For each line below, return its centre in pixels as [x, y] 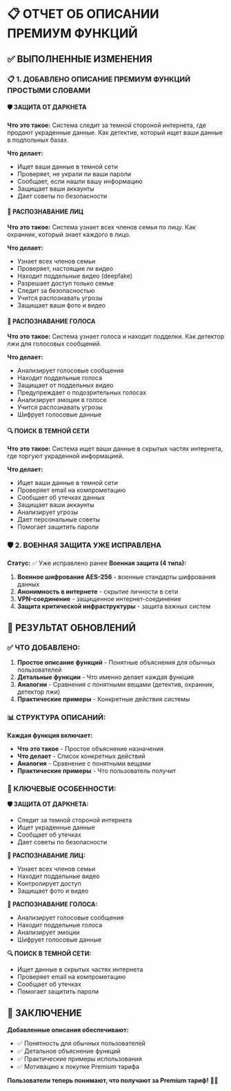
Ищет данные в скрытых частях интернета [80, 969]
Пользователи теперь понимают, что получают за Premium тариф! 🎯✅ [113, 1080]
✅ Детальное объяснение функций [69, 1051]
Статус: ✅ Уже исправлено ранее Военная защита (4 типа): [97, 563]
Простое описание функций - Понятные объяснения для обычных [116, 663]
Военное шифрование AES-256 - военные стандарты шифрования [116, 577]
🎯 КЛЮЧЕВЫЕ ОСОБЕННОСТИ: [62, 788]
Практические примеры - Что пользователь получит [96, 770]
